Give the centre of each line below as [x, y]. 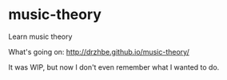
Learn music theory [40, 36]
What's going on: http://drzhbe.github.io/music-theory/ [99, 51]
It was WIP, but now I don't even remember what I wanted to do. [114, 67]
